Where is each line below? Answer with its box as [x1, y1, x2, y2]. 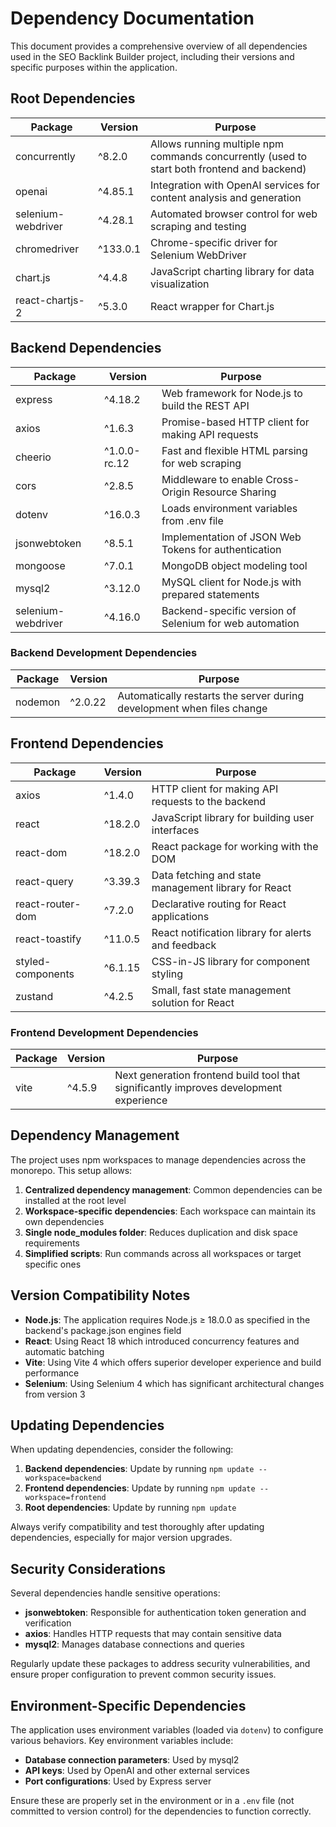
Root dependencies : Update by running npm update [24, 1502, 237, 1514]
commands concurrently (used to [150, 149, 308, 163]
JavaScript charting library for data [150, 264, 315, 278]
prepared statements [161, 587, 260, 601]
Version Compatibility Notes [10, 1287, 191, 1304]
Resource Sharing [192, 485, 277, 499]
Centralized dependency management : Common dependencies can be [24, 1183, 323, 1196]
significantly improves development [114, 1080, 283, 1094]
